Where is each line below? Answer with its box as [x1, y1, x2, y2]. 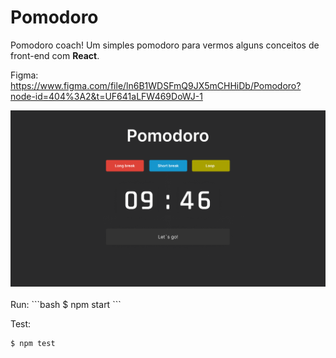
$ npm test [10, 338, 56, 348]
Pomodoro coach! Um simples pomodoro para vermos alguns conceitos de [10, 39, 320, 51]
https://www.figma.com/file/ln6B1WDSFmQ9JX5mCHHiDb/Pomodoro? [10, 79, 302, 91]
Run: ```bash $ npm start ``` [10, 298, 122, 310]
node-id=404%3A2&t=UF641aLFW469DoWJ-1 [10, 90, 203, 102]
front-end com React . [10, 49, 100, 61]
